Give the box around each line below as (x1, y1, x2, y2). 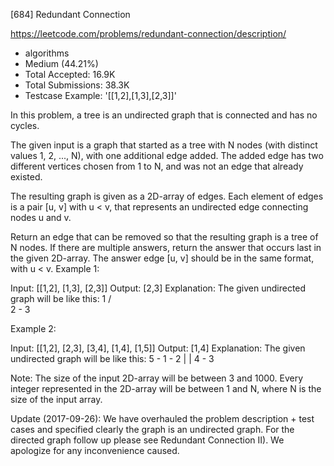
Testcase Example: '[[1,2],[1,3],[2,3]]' (24, 90, 177, 101)
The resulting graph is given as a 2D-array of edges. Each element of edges (10, 190, 324, 202)
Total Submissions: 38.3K (24, 79, 130, 91)
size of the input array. (10, 394, 103, 405)
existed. (10, 171, 43, 183)
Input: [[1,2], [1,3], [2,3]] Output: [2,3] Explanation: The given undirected (10, 282, 307, 294)
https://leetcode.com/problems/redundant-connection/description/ (10, 28, 287, 39)
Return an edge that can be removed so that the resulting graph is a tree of (10, 231, 319, 243)
